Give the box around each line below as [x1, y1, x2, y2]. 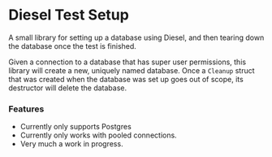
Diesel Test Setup [8, 6, 130, 24]
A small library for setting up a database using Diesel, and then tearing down [8, 33, 265, 42]
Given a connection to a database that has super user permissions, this [8, 57, 246, 67]
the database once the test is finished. [8, 41, 136, 50]
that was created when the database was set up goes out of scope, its [8, 74, 244, 84]
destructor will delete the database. [8, 83, 127, 93]
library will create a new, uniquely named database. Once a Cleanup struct [8, 65, 255, 75]
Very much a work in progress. [19, 139, 123, 149]
